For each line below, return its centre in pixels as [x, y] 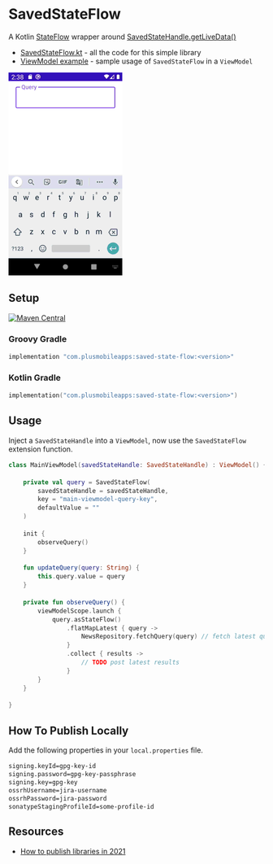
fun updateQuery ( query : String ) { [81, 568]
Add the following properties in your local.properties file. [106, 750]
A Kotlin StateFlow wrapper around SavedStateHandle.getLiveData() [123, 37]
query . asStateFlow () [87, 619]
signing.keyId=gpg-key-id [52, 766]
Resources [36, 832]
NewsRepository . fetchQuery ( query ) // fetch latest [168, 637]
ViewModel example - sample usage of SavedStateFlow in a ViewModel [136, 61]
